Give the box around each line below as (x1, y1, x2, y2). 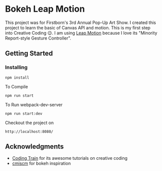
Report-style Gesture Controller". (5, 35, 72, 41)
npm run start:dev (5, 111, 42, 116)
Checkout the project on (5, 120, 54, 126)
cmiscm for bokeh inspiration (12, 160, 71, 167)
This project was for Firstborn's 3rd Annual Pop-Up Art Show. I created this (5, 20, 156, 25)
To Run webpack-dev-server (5, 102, 63, 107)
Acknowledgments (5, 143, 64, 151)
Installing (5, 64, 28, 71)
